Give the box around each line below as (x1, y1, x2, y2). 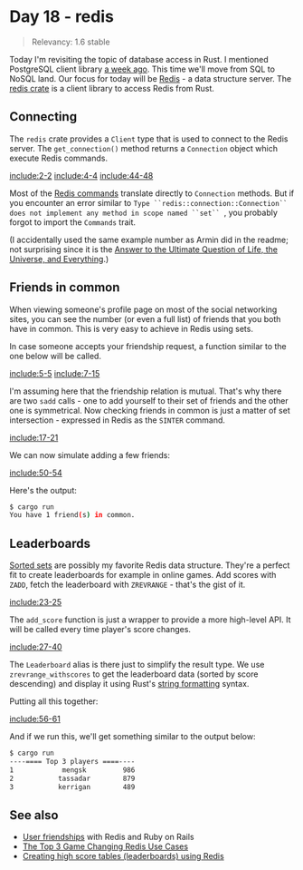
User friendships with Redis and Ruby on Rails (22, 832, 194, 843)
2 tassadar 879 (9, 774, 136, 783)
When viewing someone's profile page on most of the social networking (9, 304, 278, 315)
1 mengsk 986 (9, 765, 136, 775)
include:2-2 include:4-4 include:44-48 (9, 170, 154, 181)
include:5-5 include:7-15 (9, 367, 100, 378)
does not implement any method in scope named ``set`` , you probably (9, 207, 279, 218)
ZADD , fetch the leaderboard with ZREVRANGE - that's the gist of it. (9, 579, 246, 591)
